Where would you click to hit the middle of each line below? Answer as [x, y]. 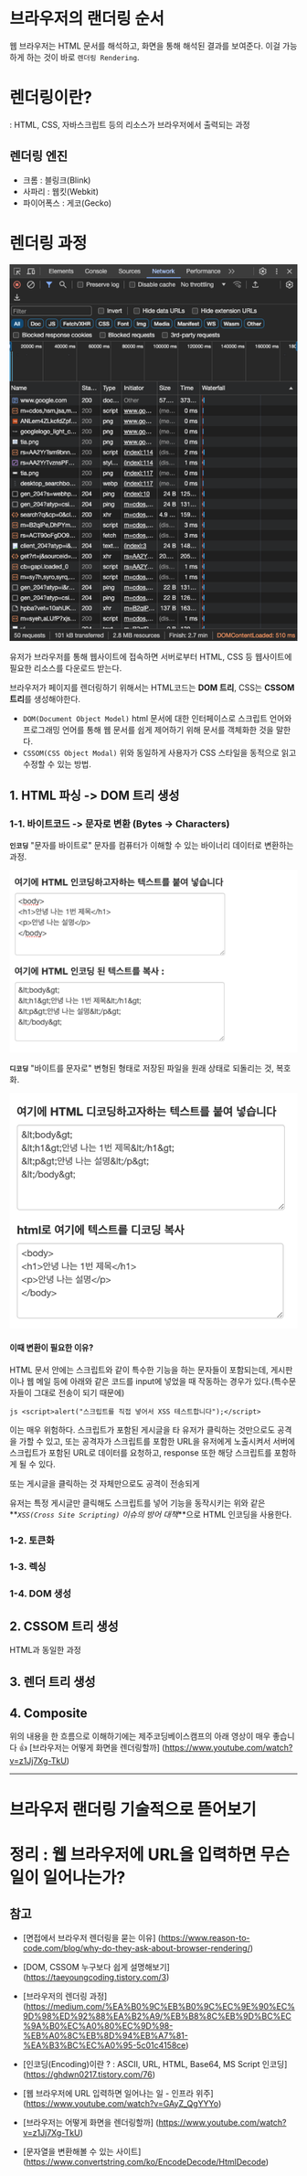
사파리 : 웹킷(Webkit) [60, 191]
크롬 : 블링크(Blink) [57, 180]
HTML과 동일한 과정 [46, 1650]
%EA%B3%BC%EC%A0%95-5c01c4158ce [104, 2045]
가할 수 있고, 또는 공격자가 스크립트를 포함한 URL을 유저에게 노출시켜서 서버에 [157, 1441]
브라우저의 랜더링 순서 [87, 19]
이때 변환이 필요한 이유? [52, 1347]
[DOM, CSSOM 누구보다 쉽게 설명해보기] [96, 1967]
